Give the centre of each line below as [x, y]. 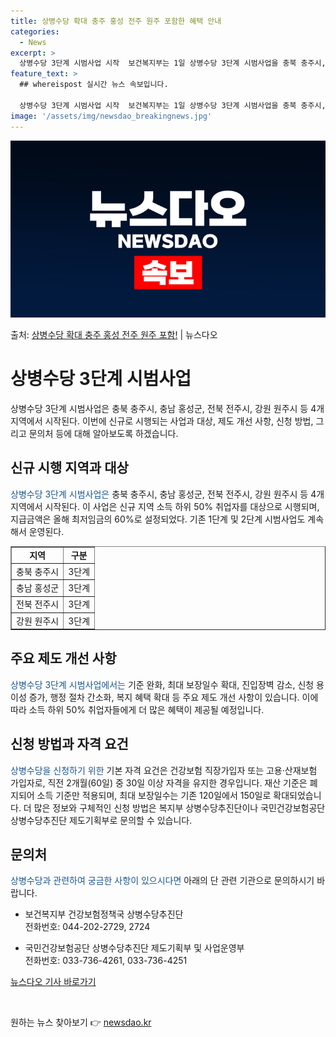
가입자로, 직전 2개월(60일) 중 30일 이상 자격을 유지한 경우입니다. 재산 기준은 [159, 782]
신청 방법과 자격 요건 [69, 744]
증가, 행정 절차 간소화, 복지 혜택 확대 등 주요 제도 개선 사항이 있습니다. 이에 [173, 697]
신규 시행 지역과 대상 [69, 468]
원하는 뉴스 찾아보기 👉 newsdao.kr [81, 1022]
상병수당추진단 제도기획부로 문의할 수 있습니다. [101, 820]
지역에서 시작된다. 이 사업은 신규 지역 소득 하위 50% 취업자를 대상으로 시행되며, [165, 506]
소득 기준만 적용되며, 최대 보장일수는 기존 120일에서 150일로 [154, 795]
